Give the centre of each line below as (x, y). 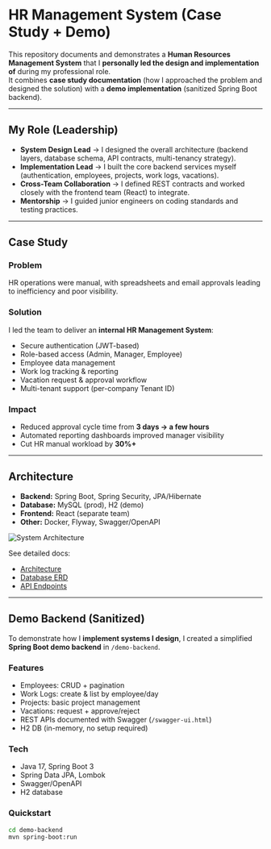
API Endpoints (43, 585)
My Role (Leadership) (63, 130)
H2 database (41, 793)
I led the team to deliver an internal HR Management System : (111, 330)
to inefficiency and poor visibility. (63, 291)
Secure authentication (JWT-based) (79, 345)
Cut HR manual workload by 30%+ (78, 444)
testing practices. (49, 209)
